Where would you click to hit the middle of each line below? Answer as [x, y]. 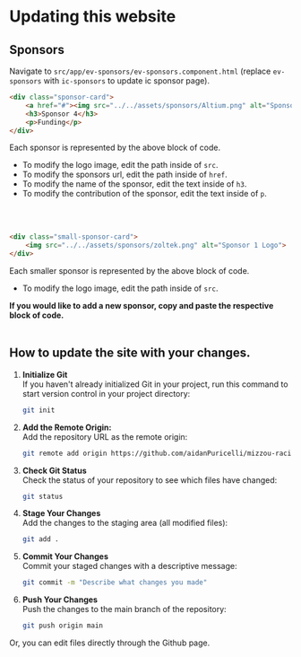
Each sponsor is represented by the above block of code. [115, 148]
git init [39, 410]
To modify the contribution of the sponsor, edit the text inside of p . [144, 194]
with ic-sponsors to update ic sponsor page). [127, 81]
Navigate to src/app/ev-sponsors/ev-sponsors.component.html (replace [140, 71]
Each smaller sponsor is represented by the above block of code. [129, 271]
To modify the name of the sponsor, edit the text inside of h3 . [134, 184]
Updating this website [93, 17]
